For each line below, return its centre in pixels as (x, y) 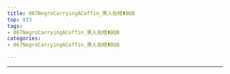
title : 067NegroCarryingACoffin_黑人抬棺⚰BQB (71, 13)
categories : (24, 39)
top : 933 (20, 20)
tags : (15, 26)
